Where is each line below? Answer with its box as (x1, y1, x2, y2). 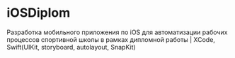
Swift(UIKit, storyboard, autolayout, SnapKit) (6, 43, 136, 51)
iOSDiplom (6, 5, 71, 21)
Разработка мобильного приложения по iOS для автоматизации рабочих (6, 28, 228, 36)
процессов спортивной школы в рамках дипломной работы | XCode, (6, 35, 215, 43)
